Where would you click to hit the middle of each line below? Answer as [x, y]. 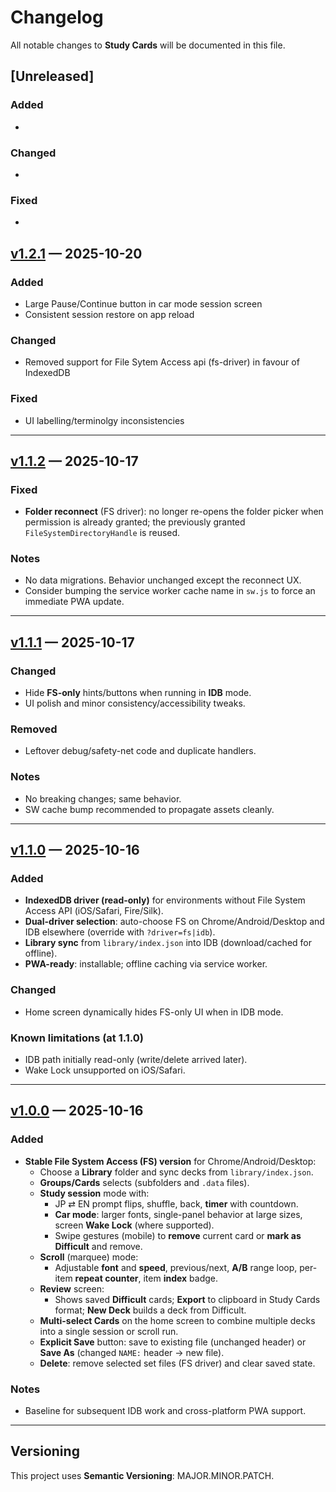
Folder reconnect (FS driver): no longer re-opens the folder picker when [174, 512]
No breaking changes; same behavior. [103, 798]
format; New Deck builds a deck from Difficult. [150, 1310]
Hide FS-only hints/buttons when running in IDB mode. [138, 693]
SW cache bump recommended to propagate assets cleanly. [149, 809]
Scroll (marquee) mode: [89, 1257]
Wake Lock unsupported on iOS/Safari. [105, 1070]
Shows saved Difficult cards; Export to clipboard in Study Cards [187, 1299]
